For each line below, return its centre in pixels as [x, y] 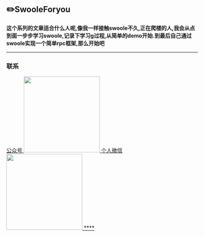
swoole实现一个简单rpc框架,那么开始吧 [56, 43]
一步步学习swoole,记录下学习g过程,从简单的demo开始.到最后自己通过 [104, 35]
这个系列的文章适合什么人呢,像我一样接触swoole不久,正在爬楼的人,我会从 [98, 28]
